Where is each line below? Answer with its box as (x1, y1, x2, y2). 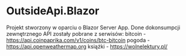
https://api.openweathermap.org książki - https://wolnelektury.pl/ (6, 43, 168, 50)
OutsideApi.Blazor (6, 4, 100, 18)
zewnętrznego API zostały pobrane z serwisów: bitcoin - (6, 30, 146, 37)
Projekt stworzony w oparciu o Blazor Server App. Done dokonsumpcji (6, 24, 181, 31)
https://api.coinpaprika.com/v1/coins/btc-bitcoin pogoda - (6, 36, 150, 43)
